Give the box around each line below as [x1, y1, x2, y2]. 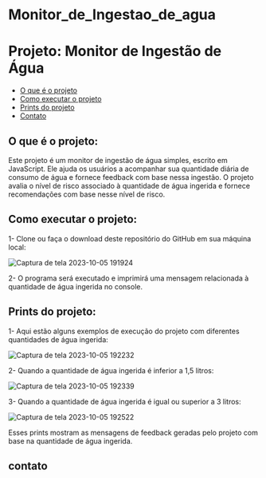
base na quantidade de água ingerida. [8, 436, 133, 445]
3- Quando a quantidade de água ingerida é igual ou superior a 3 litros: [8, 396, 241, 406]
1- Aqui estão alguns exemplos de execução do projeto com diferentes [8, 326, 241, 336]
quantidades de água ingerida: [8, 334, 109, 345]
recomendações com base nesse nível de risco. [8, 189, 166, 199]
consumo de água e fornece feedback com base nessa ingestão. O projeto [8, 172, 254, 181]
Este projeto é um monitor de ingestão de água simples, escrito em [8, 155, 229, 165]
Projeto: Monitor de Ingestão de [8, 42, 221, 61]
